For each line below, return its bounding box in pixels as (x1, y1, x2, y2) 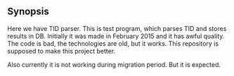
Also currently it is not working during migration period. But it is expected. (7, 60, 221, 69)
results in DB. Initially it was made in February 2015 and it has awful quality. (7, 32, 225, 40)
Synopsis (7, 6, 49, 18)
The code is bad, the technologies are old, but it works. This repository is (7, 39, 219, 48)
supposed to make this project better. (7, 46, 116, 55)
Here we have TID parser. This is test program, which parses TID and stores (7, 24, 227, 32)
